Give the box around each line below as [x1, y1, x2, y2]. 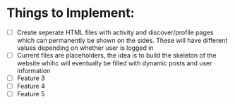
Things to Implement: [6, 5, 135, 21]
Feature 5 [16, 90, 45, 98]
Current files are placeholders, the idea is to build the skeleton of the [16, 51, 217, 59]
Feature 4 [16, 82, 45, 91]
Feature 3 [16, 74, 45, 82]
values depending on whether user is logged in [16, 44, 154, 52]
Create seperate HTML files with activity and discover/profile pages [16, 28, 214, 37]
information [16, 67, 51, 75]
